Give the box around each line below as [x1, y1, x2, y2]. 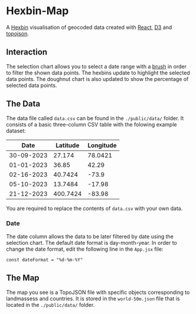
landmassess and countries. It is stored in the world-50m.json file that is [6, 294, 180, 302]
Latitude [55, 141, 80, 149]
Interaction [6, 47, 48, 57]
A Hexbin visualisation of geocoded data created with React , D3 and [6, 24, 172, 31]
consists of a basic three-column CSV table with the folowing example [6, 121, 177, 128]
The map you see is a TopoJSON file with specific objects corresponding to [6, 289, 190, 296]
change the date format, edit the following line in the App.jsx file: [6, 245, 164, 253]
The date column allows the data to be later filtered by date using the [6, 232, 174, 240]
